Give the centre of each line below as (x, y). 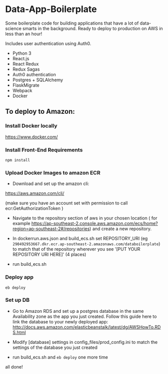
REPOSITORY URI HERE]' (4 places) (49, 255)
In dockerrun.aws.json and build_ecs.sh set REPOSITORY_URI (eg (80, 239)
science (13, 28)
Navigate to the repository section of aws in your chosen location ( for (85, 218)
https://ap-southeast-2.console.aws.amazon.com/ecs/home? (95, 224)
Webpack (22, 90)
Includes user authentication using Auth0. (48, 43)
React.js (21, 58)
